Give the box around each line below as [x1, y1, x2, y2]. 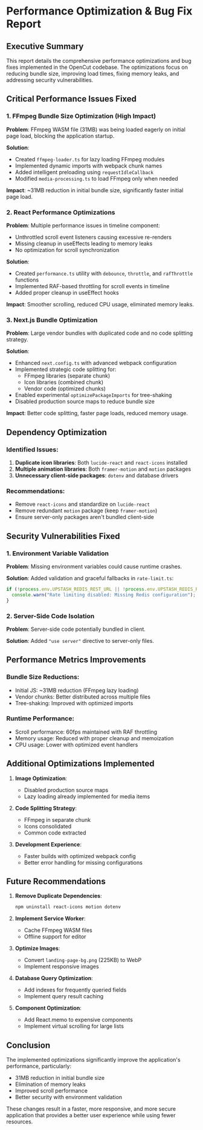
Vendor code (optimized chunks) [24, 385, 106, 392]
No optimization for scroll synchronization [14, 246, 120, 253]
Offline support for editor [24, 933, 86, 940]
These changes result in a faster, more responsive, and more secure [6, 1105, 176, 1112]
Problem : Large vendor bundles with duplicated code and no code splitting [6, 329, 193, 337]
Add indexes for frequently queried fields [24, 986, 127, 993]
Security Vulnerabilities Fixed [6, 531, 120, 541]
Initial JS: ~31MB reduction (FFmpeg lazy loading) [14, 686, 139, 694]
